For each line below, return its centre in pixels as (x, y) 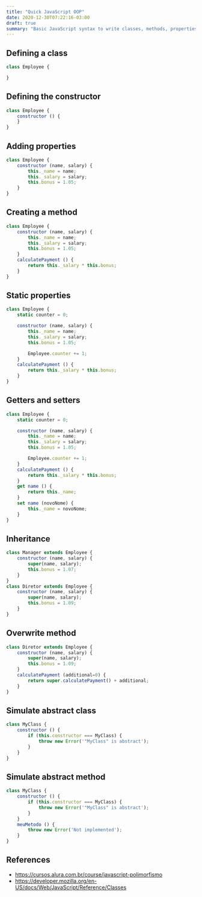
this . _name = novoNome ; (57, 509)
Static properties (38, 296)
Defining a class (37, 53)
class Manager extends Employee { (50, 553)
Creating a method (42, 212)
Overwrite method (41, 633)
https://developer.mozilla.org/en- (56, 881)
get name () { (35, 486)
